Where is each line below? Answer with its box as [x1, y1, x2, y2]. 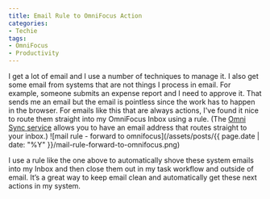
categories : [8, 19, 48, 27]
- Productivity [8, 49, 60, 57]
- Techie [8, 27, 38, 35]
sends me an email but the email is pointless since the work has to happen [8, 97, 255, 106]
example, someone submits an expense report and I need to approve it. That [8, 89, 262, 97]
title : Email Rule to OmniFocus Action [8, 11, 143, 20]
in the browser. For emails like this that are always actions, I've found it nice [8, 106, 260, 115]
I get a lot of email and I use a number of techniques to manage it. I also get [8, 72, 260, 81]
